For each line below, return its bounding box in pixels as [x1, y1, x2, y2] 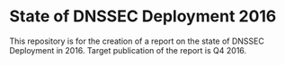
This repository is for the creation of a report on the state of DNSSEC [9, 36, 265, 46]
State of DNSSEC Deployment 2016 [9, 6, 277, 27]
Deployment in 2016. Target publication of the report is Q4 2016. [9, 45, 247, 55]
